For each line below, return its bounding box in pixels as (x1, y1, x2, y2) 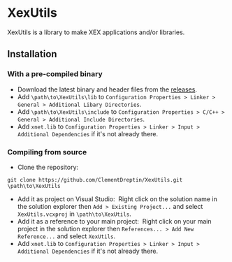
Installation (7, 48, 57, 60)
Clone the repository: (17, 163, 79, 171)
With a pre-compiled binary (7, 69, 103, 79)
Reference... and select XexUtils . (17, 232, 116, 240)
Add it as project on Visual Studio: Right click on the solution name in (17, 194, 218, 203)
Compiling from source (7, 147, 87, 157)
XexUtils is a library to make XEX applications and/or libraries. (7, 28, 185, 36)
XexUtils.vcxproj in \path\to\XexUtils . (17, 210, 131, 218)
